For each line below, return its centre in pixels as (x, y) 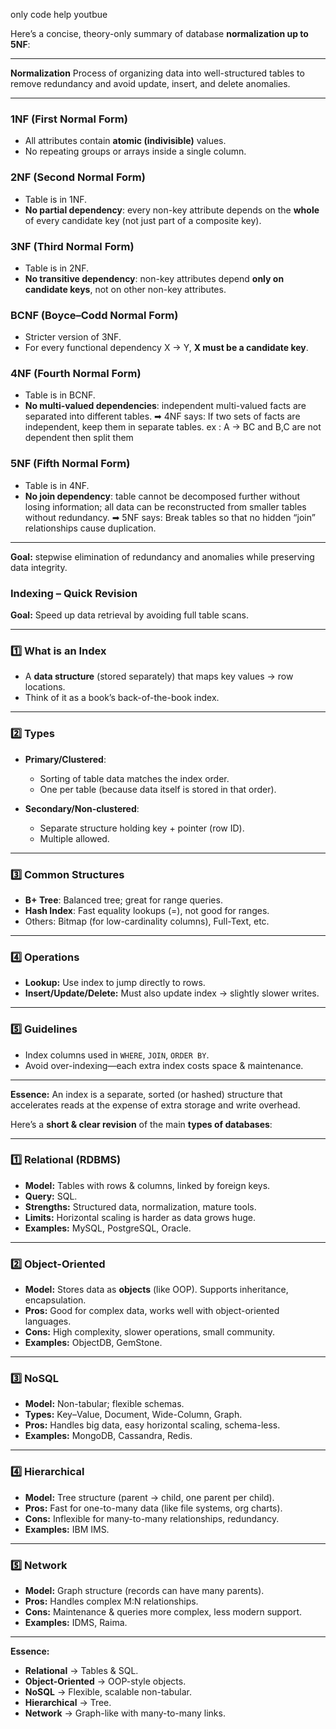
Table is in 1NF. (56, 199)
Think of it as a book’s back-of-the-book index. (122, 698)
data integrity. (39, 567)
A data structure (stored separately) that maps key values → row (159, 676)
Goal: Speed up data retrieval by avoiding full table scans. (130, 615)
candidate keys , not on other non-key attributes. (125, 289)
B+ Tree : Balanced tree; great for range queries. (123, 900)
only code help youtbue (59, 14)
